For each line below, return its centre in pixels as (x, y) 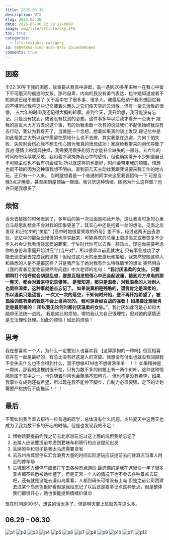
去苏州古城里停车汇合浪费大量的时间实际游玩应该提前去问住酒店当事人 (85, 455)
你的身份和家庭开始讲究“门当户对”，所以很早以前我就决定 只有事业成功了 (80, 250)
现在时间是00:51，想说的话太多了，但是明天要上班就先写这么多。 (72, 504)
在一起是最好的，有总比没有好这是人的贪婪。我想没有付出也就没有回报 (87, 356)
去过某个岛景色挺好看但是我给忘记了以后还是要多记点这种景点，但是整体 (87, 486)
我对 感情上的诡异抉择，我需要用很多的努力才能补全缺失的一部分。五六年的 (83, 150)
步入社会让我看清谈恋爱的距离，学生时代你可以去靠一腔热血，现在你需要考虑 (84, 244)
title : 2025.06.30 (24, 10)
